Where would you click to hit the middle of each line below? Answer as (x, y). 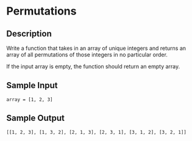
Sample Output (36, 118)
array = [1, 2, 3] (30, 99)
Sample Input (32, 85)
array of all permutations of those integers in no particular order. (87, 55)
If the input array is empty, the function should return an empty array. (93, 66)
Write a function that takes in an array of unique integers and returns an (96, 48)
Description (29, 34)
